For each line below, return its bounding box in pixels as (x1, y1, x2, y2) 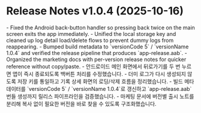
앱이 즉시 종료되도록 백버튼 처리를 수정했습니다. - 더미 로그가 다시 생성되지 (12, 70, 186, 77)
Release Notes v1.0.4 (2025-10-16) (6, 4, 184, 18)
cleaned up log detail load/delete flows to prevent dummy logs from (6, 36, 174, 44)
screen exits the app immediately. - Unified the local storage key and (6, 30, 176, 37)
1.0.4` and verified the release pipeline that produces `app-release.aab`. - (6, 49, 187, 56)
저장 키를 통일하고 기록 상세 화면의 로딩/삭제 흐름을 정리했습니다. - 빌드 (17, 78, 183, 85)
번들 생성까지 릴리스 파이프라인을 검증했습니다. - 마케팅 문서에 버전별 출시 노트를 (6, 93, 194, 100)
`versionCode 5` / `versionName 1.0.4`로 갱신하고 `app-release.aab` (26, 85, 192, 92)
